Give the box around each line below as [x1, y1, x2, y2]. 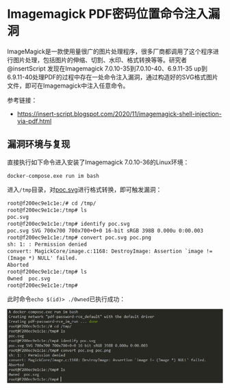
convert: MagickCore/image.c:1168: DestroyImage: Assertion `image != [7, 248, 213, 255]
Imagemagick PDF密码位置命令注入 [7, 6, 209, 22]
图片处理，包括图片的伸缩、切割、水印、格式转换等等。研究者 [12, 55, 187, 64]
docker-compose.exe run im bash [7, 172, 99, 179]
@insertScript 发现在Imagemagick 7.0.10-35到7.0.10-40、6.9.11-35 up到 [7, 64, 207, 73]
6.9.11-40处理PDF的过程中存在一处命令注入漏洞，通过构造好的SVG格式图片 [7, 73, 218, 81]
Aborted [7, 261, 29, 268]
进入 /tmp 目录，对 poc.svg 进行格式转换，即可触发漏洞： [7, 185, 162, 194]
